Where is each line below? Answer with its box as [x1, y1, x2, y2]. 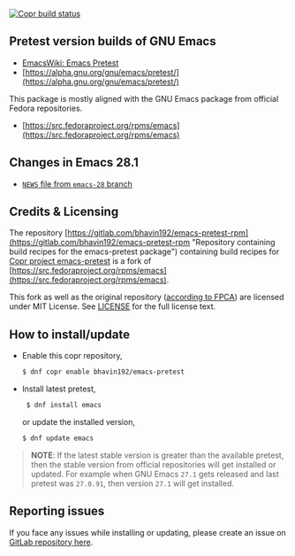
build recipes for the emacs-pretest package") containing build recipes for [9, 246, 280, 257]
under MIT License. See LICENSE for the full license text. [9, 301, 216, 312]
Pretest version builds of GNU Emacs [9, 34, 216, 49]
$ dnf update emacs [21, 434, 95, 443]
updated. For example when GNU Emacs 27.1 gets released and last [30, 468, 280, 479]
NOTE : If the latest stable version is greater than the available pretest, [30, 450, 284, 460]
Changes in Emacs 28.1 [9, 155, 139, 170]
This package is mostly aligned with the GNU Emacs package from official [9, 93, 279, 104]
